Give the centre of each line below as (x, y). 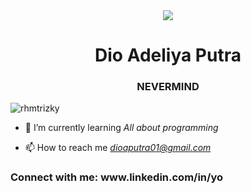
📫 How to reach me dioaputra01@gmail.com (118, 148)
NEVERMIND (168, 87)
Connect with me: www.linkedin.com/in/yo (116, 177)
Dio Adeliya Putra (168, 55)
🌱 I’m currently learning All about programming (121, 128)
